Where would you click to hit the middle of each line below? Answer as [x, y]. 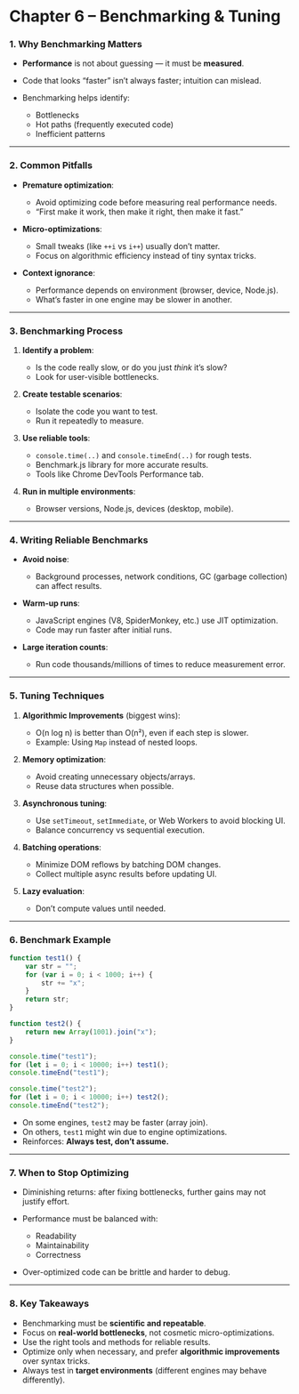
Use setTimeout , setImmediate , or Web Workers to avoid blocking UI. [161, 820]
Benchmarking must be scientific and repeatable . [114, 1323]
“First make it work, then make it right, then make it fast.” [139, 212]
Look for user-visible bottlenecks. [97, 377]
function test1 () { [45, 958]
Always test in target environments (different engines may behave [144, 1370]
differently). [43, 1380]
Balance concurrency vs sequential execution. [120, 830]
